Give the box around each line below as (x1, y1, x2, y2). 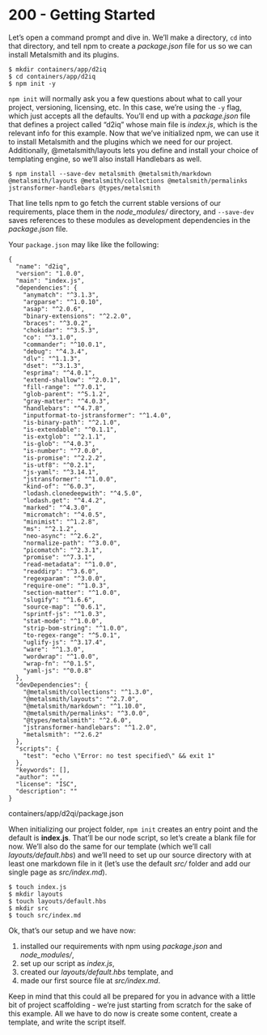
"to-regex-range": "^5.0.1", (23, 631, 121, 639)
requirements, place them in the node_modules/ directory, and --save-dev (8, 207, 255, 216)
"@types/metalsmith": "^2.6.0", (23, 716, 132, 725)
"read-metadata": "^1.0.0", (23, 560, 117, 568)
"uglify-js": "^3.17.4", (23, 638, 107, 646)
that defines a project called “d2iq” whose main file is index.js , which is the (8, 119, 258, 129)
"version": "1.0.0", (15, 269, 85, 277)
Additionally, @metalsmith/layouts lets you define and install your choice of (8, 145, 259, 155)
